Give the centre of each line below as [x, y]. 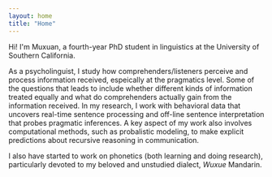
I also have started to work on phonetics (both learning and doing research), [136, 156]
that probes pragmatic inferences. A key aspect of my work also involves [130, 123]
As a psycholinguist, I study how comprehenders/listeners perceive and [128, 71]
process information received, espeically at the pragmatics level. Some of [132, 80]
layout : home [30, 16]
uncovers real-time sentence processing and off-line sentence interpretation [136, 114]
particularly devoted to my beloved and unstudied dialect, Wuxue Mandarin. [135, 164]
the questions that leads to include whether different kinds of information [131, 88]
